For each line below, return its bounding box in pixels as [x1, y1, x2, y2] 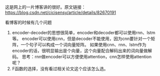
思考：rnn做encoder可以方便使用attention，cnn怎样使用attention [21, 54, 152, 59]
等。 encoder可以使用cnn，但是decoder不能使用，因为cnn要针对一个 [12, 36, 151, 41]
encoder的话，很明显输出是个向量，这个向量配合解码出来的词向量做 [12, 48, 148, 53]
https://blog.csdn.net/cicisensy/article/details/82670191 [5, 10, 116, 15]
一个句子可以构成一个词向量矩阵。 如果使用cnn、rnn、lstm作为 [20, 42, 146, 47]
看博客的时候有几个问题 [5, 20, 52, 25]
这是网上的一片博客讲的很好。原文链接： [5, 4, 86, 10]
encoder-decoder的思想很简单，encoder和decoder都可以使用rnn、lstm [12, 30, 156, 35]
